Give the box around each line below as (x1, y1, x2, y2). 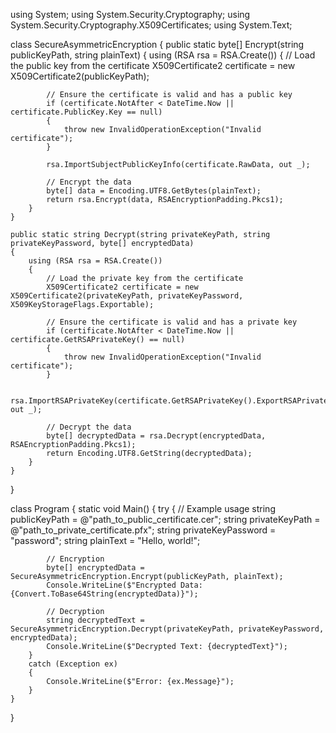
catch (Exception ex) (28, 659, 118, 669)
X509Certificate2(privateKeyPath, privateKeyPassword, (10, 291, 244, 301)
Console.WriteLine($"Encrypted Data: (46, 580, 203, 590)
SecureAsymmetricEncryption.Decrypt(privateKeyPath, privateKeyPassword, (10, 624, 325, 634)
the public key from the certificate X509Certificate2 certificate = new (10, 60, 296, 71)
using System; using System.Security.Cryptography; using (10, 9, 251, 20)
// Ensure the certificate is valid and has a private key (46, 317, 298, 327)
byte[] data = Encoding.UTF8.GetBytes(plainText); (46, 186, 262, 196)
